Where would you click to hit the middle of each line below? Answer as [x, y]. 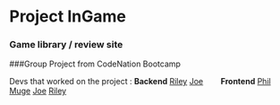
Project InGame [68, 17]
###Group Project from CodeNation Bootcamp [95, 64]
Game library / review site [66, 45]
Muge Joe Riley [38, 91]
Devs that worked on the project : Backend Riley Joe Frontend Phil [140, 82]
